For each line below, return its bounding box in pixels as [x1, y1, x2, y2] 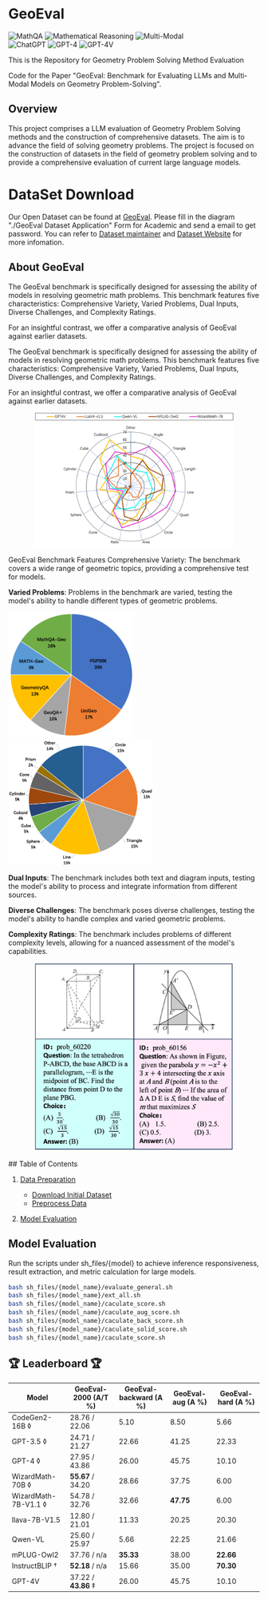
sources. [8, 890, 37, 899]
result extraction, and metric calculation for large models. [8, 1267, 197, 1276]
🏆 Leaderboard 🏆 [8, 1357, 102, 1371]
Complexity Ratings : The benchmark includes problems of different [8, 930, 232, 939]
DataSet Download [8, 185, 135, 204]
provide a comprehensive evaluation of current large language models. [8, 157, 242, 167]
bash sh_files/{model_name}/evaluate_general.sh [8, 1283, 173, 1291]
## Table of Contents [8, 1159, 78, 1169]
